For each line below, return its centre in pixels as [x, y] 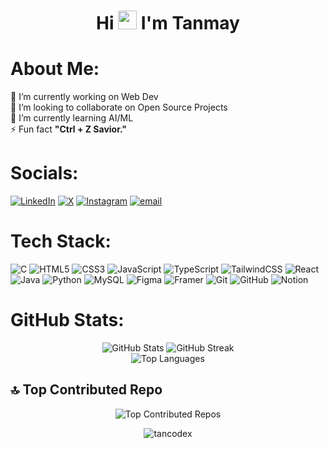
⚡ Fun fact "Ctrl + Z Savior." [69, 129]
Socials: [44, 173]
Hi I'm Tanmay [168, 23]
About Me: [55, 69]
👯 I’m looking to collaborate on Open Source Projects [119, 107]
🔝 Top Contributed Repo [86, 390]
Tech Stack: [61, 241]
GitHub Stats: [67, 320]
